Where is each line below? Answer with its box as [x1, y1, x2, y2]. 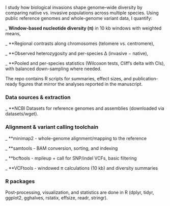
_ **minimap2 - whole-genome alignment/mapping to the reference [5, 135, 147, 141]
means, [5, 31, 21, 36]
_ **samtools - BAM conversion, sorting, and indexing [5, 145, 118, 151]
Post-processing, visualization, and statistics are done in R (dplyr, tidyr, [5, 189, 154, 195]
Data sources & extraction [5, 94, 71, 101]
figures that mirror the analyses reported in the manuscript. [18, 81, 143, 87]
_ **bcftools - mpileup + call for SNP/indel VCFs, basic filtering [5, 155, 137, 161]
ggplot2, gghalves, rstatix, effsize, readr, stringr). [5, 194, 108, 201]
